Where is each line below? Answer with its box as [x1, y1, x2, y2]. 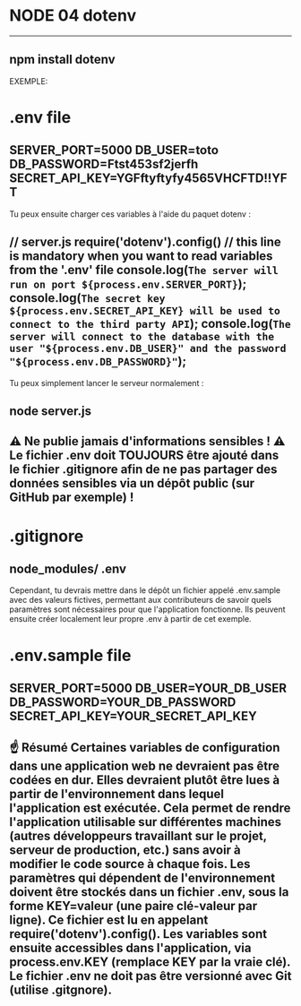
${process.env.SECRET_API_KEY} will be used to [9, 305, 280, 318]
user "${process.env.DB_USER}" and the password [9, 342, 287, 355]
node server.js [9, 403, 92, 418]
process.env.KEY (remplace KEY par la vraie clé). [9, 955, 291, 970]
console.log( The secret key [9, 290, 166, 305]
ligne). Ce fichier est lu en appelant [9, 913, 209, 928]
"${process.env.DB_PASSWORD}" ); [9, 354, 186, 369]
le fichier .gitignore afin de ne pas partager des [9, 462, 278, 477]
